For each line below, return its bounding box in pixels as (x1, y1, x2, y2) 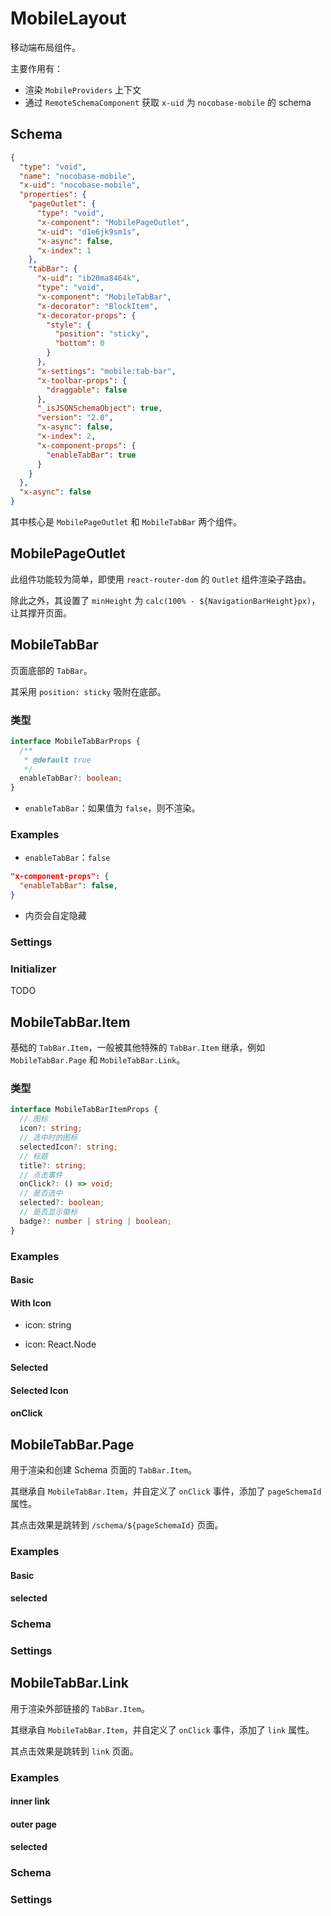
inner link (10, 1795, 51, 1807)
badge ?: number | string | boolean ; (19, 1216, 172, 1226)
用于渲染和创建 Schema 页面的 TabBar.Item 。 (10, 1463, 198, 1476)
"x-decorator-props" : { (36, 310, 137, 321)
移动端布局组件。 (10, 41, 81, 53)
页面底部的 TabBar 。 (10, 664, 93, 676)
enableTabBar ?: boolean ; (19, 773, 123, 784)
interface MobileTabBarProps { (10, 736, 141, 746)
